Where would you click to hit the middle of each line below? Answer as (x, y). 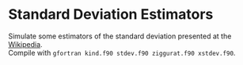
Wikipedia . (25, 44)
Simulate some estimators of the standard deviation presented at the (120, 36)
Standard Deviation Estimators (111, 14)
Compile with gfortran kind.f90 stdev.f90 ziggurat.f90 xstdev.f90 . (122, 52)
